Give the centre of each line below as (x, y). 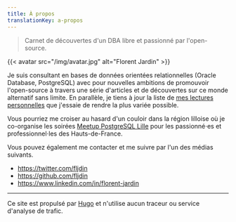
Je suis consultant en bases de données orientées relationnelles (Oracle (112, 75)
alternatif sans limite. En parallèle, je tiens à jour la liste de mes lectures (111, 97)
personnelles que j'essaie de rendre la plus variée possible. (93, 105)
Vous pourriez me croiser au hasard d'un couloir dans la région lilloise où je (116, 118)
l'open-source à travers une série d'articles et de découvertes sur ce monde (118, 90)
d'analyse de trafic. (35, 211)
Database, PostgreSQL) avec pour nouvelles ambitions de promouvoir (108, 82)
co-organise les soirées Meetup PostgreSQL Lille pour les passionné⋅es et (114, 126)
